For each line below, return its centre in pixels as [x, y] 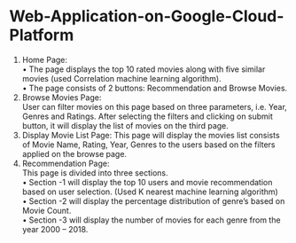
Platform [42, 35]
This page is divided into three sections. [95, 172]
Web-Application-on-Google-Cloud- [147, 16]
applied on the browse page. [74, 153]
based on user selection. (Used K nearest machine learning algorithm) [150, 192]
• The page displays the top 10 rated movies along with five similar [144, 69]
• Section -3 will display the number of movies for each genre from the [151, 220]
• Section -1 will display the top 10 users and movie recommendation [147, 182]
